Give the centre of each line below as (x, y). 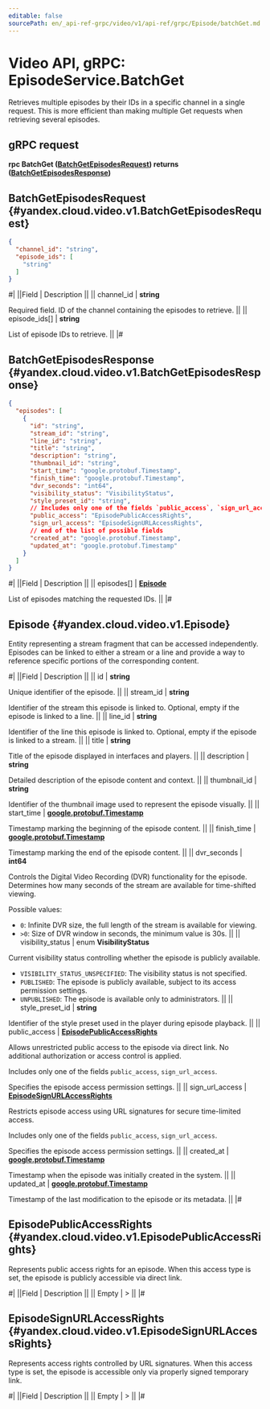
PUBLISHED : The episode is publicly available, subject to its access (128, 982)
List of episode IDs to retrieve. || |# (66, 334)
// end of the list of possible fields (96, 531)
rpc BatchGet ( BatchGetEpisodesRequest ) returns (94, 164)
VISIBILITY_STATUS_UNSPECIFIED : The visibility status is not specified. (133, 973)
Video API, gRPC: (67, 63)
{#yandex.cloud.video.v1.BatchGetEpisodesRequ (135, 211)
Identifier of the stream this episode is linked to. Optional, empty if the (124, 708)
